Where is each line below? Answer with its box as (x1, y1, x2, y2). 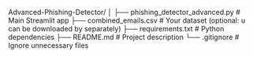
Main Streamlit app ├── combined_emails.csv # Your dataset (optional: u (8, 16, 246, 25)
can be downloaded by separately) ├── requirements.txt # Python (8, 24, 225, 33)
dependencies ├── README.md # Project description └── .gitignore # (8, 32, 240, 42)
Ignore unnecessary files (8, 41, 89, 50)
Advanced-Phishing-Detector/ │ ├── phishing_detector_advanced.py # (8, 8, 240, 16)
